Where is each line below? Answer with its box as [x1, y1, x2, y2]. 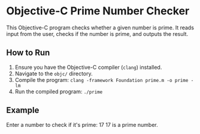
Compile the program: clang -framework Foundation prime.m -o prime [14, 76, 189, 83]
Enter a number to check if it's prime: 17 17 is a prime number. [6, 121, 158, 128]
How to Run [6, 48, 50, 58]
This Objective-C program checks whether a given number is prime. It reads [6, 24, 195, 31]
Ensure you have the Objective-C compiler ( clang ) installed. [14, 63, 162, 71]
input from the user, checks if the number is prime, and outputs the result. [6, 30, 189, 37]
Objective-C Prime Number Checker [6, 4, 190, 18]
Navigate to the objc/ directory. [14, 70, 93, 77]
